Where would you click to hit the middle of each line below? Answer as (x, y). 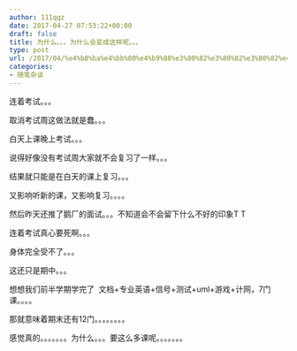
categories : (31, 67)
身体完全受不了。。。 (44, 251)
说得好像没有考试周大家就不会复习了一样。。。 (91, 157)
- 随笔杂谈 (27, 75)
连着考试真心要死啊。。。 (52, 233)
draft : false (33, 34)
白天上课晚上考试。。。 (48, 139)
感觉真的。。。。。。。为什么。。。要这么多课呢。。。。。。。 (98, 338)
